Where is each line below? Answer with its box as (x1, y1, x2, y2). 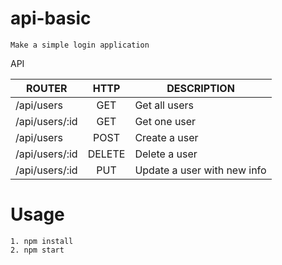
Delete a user (134, 147, 198, 161)
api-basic (10, 7, 92, 30)
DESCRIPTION (166, 81, 235, 95)
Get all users (134, 98, 194, 112)
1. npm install (10, 236, 74, 246)
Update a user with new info (134, 163, 267, 177)
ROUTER (26, 81, 68, 95)
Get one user (134, 114, 197, 128)
